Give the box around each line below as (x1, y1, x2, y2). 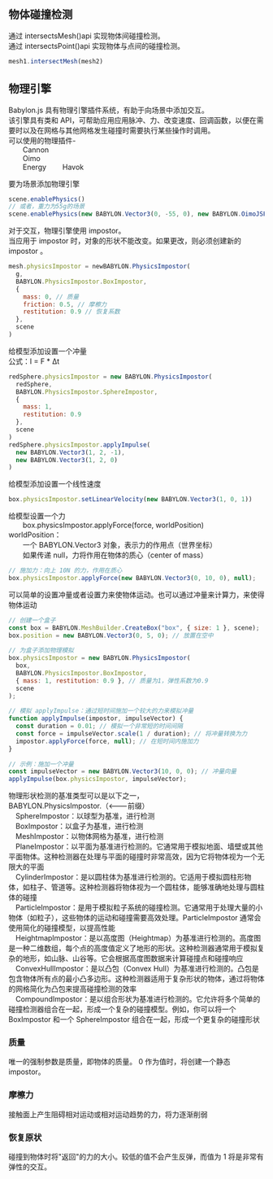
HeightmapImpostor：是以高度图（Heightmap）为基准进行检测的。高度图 (15, 933, 262, 943)
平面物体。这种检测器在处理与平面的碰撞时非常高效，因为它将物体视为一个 (8, 852, 258, 862)
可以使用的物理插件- (8, 135, 76, 145)
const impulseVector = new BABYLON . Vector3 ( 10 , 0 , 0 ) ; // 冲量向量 (8, 767, 237, 775)
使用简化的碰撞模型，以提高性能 (8, 923, 115, 933)
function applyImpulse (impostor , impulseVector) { (8, 714, 184, 723)
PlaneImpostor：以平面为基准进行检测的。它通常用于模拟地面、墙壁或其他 (15, 841, 264, 852)
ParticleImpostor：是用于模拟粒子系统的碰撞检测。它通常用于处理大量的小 (15, 902, 263, 913)
